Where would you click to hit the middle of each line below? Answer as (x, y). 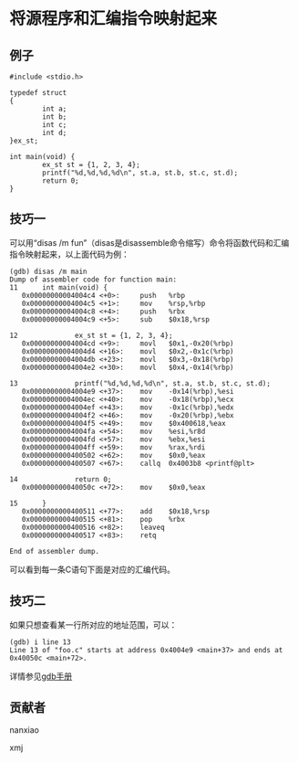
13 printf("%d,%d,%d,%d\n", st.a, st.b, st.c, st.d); (140, 383)
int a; (55, 109)
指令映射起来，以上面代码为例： (69, 254)
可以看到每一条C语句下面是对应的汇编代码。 (92, 569)
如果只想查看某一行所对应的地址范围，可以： (93, 624)
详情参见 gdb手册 (41, 676)
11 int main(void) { (58, 287)
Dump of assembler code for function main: (93, 280)
